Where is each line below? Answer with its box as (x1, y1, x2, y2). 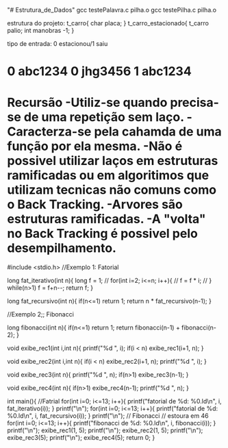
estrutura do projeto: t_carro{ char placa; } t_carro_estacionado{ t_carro (7, 19, 209, 27)
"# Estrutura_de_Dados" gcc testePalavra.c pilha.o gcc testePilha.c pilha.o (7, 6, 217, 14)
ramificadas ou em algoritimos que (7, 168, 210, 184)
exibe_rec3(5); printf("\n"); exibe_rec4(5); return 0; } (7, 434, 155, 442)
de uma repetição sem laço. (23, 110, 184, 125)
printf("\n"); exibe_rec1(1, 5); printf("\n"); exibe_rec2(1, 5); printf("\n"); (7, 426, 203, 434)
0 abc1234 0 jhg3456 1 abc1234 (7, 64, 192, 79)
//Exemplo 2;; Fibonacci (7, 310, 74, 319)
